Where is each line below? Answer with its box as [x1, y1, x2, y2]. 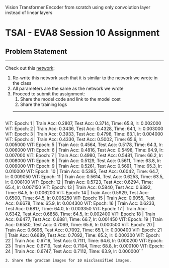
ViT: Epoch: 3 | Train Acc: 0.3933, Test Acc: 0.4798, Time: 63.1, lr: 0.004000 [5, 131, 163, 137]
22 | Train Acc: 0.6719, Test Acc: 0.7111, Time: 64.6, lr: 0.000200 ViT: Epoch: [5, 238, 163, 243]
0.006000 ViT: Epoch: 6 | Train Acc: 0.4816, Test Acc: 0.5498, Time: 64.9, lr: [5, 147, 164, 153]
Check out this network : [5, 65, 55, 71]
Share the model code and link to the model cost [20, 96, 121, 102]
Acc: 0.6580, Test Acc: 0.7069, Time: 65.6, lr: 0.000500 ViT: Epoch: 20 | [5, 222, 155, 227]
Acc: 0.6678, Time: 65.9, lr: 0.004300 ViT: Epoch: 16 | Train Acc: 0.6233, [5, 200, 156, 206]
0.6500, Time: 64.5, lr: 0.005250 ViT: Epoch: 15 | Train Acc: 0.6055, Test [5, 195, 155, 201]
